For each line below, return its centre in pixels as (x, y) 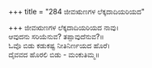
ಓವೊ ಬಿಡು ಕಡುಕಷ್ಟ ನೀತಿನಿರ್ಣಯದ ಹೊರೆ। (59, 46)
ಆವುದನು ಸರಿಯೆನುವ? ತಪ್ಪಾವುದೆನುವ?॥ (56, 36)
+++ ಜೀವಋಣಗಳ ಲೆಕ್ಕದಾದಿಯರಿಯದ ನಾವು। (64, 28)
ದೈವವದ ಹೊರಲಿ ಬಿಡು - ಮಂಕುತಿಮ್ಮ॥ (54, 54)
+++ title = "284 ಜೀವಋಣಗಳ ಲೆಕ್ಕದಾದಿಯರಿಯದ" (77, 12)
